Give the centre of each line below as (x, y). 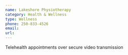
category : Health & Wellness (36, 14)
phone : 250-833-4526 (27, 24)
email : (12, 28)
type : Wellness (21, 19)
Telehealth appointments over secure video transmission (64, 47)
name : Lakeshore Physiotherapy (38, 10)
